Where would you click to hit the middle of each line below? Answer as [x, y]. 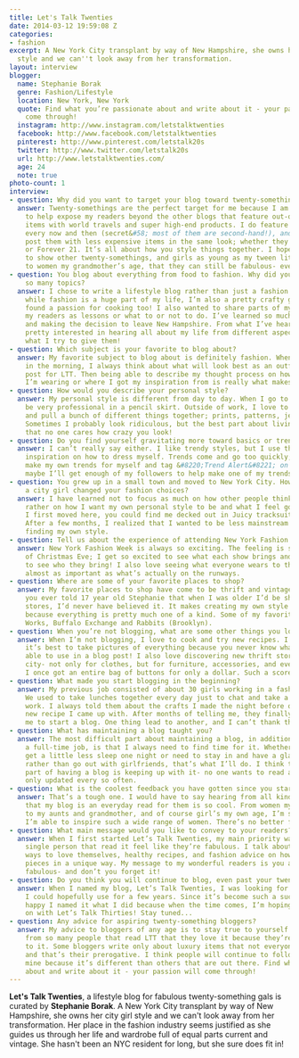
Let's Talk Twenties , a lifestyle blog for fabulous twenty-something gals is [145, 996]
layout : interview [43, 68]
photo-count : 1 [37, 184]
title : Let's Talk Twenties [61, 17]
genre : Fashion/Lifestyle [65, 92]
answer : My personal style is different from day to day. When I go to [153, 399]
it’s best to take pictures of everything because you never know [151, 648]
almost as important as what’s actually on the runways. [133, 573]
